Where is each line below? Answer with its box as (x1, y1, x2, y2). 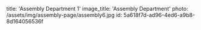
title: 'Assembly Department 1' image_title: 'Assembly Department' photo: (6, 5, 188, 12)
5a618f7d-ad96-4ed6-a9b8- (123, 11, 196, 19)
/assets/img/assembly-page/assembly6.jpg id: (6, 11, 123, 19)
